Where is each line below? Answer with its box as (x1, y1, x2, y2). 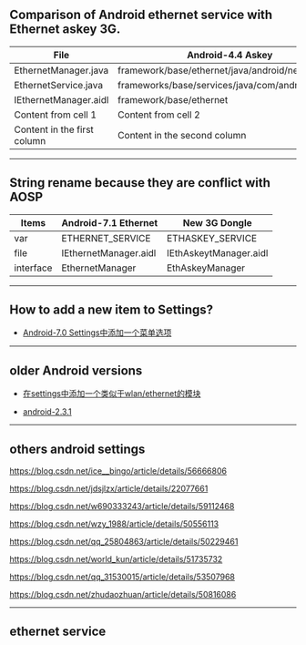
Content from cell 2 (117, 108, 200, 121)
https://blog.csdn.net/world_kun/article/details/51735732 (9, 554, 223, 565)
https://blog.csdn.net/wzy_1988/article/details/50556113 (9, 518, 219, 529)
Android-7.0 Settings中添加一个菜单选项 (22, 327, 172, 338)
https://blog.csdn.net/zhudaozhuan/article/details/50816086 (9, 589, 237, 600)
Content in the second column (117, 128, 247, 141)
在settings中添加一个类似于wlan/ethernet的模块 (22, 388, 201, 399)
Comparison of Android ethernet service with (9, 7, 273, 23)
